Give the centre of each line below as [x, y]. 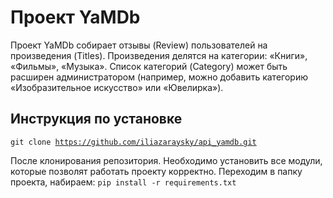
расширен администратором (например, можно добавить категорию [159, 77]
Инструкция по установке [96, 119]
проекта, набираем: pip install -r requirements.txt [123, 182]
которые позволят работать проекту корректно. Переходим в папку [156, 171]
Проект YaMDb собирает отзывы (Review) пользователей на [139, 45]
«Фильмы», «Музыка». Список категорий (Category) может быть [149, 66]
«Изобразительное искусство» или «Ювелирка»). [117, 87]
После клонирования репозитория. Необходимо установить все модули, [166, 160]
